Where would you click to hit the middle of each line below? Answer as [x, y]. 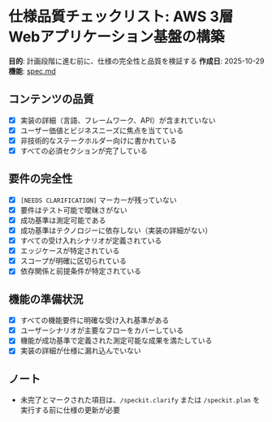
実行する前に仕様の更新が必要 [70, 410]
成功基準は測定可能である [63, 220]
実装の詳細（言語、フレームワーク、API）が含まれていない [118, 120]
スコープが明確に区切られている [73, 261]
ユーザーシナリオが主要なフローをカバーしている [102, 330]
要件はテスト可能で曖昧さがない [73, 210]
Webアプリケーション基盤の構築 [117, 37]
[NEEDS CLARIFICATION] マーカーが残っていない [98, 200]
